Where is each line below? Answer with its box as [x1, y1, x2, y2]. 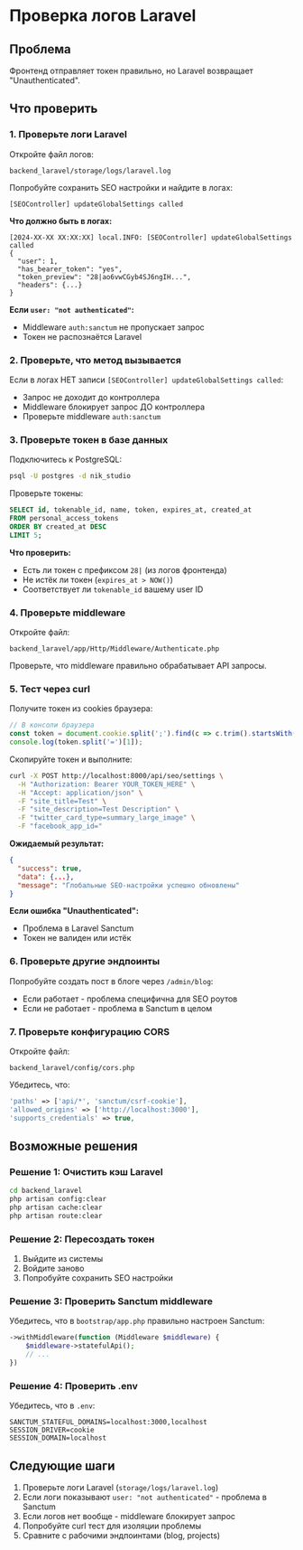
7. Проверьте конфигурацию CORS [9, 1025, 170, 1038]
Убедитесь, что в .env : [9, 1400, 96, 1411]
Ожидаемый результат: [9, 838, 105, 849]
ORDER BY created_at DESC [9, 521, 106, 531]
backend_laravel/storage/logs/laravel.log [9, 166, 171, 175]
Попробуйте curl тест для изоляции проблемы [22, 1520, 202, 1531]
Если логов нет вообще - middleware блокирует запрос [22, 1510, 236, 1521]
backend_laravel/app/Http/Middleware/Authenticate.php [9, 643, 220, 653]
